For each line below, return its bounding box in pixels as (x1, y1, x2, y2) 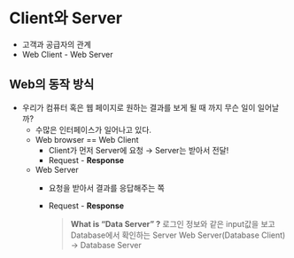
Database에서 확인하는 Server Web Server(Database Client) (70, 230, 286, 240)
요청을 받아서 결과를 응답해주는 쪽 (48, 183, 166, 193)
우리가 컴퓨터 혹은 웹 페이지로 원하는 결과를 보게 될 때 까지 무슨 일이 (21, 102, 256, 113)
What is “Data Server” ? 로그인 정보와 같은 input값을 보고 (70, 218, 276, 229)
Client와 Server (9, 8, 122, 28)
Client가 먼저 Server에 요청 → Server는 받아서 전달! (48, 145, 229, 155)
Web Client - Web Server (21, 49, 113, 59)
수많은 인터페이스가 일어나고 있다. (35, 124, 152, 135)
